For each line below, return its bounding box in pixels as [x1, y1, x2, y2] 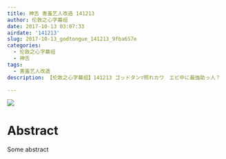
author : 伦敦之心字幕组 [7, 17, 68, 23]
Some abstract [7, 145, 49, 153]
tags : [7, 61, 23, 68]
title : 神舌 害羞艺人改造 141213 [7, 10, 95, 17]
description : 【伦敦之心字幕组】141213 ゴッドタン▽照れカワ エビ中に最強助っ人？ [7, 74, 221, 81]
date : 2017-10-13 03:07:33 [7, 23, 85, 30]
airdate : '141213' [7, 29, 60, 36]
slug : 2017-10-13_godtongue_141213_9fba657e [7, 36, 137, 43]
